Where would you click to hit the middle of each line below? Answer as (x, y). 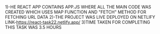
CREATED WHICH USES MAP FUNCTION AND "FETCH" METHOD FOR (76, 12)
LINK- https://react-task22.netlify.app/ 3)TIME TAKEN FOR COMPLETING (78, 22)
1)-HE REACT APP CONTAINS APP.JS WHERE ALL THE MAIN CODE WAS (78, 7)
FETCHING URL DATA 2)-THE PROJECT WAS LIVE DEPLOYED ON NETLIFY (80, 17)
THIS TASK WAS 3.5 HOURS (33, 27)
